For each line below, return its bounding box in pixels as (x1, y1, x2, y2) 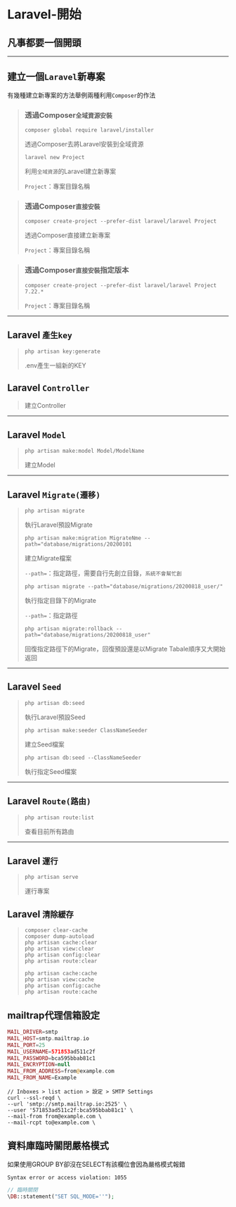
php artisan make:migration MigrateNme (24, 534, 142, 542)
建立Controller (24, 401, 66, 410)
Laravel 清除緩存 (7, 908, 74, 920)
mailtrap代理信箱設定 (7, 1009, 100, 1021)
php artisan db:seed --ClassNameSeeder (24, 754, 142, 761)
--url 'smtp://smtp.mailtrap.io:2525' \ (7, 1101, 128, 1108)
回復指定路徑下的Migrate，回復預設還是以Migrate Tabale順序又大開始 (24, 644, 226, 653)
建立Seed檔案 (24, 740, 65, 749)
